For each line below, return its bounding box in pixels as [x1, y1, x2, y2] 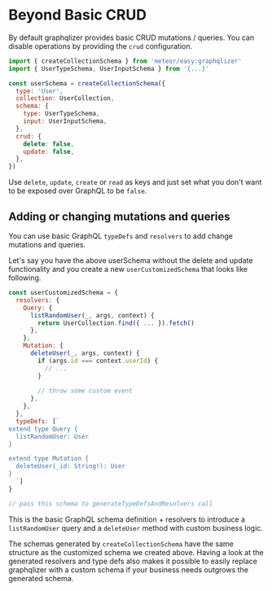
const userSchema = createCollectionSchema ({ [8, 79, 165, 87]
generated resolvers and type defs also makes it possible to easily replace [8, 556, 258, 566]
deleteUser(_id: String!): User [15, 462, 126, 471]
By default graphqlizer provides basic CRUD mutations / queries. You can [8, 33, 255, 42]
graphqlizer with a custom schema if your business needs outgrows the [8, 564, 248, 575]
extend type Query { [8, 425, 79, 433]
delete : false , [23, 140, 75, 148]
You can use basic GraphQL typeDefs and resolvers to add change [8, 231, 234, 241]
